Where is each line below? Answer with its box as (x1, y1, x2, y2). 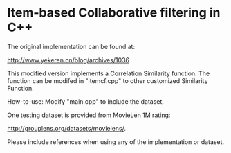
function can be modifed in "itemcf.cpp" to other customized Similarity (7, 76, 208, 84)
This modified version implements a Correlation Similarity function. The (7, 69, 210, 78)
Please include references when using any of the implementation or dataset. (7, 137, 225, 146)
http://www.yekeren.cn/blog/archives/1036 (7, 55, 130, 64)
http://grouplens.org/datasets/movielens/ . (7, 124, 127, 132)
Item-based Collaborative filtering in (7, 5, 221, 21)
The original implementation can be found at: (7, 42, 136, 51)
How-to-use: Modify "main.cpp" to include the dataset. (7, 97, 165, 105)
